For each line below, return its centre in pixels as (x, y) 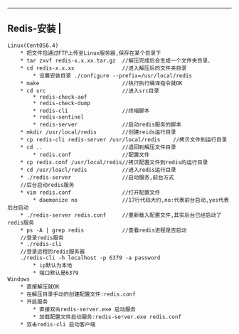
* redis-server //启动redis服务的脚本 (107, 124)
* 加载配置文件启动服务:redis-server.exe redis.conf (107, 317)
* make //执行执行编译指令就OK (101, 83)
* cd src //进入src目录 (90, 91)
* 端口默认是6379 (56, 273)
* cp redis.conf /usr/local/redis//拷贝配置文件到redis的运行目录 (114, 162)
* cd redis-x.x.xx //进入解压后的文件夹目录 (103, 68)
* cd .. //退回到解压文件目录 (98, 147)
